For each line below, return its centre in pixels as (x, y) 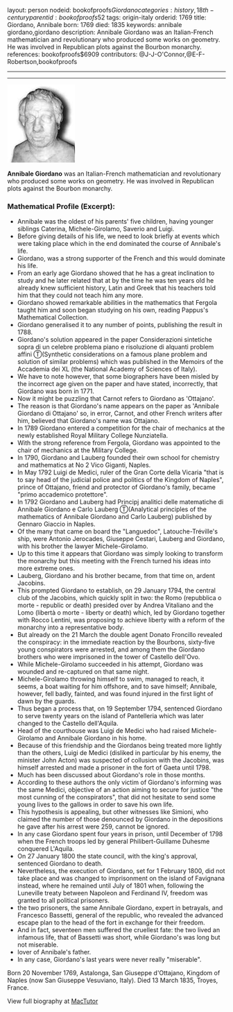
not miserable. (38, 945)
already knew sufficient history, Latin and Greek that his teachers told (116, 288)
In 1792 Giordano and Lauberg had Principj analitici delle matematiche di (120, 502)
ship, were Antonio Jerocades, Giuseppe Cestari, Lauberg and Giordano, (121, 539)
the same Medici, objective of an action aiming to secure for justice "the (120, 790)
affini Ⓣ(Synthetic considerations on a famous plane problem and (112, 354)
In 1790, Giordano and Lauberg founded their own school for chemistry (118, 458)
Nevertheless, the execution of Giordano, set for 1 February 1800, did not (121, 871)
